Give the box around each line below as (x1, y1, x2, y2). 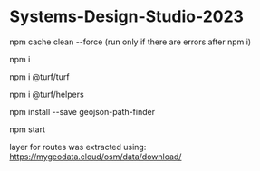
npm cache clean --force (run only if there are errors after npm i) (9, 36, 252, 47)
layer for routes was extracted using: (9, 141, 147, 152)
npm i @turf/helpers (9, 89, 84, 100)
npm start (9, 124, 46, 135)
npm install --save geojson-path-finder (9, 106, 156, 117)
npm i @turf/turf (9, 71, 70, 82)
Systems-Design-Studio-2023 (9, 6, 245, 27)
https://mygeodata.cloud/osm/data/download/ (9, 151, 182, 162)
